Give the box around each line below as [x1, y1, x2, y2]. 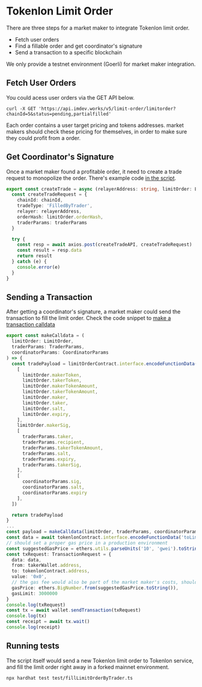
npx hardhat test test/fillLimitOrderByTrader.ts [6, 675, 133, 681]
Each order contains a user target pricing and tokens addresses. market [6, 121, 185, 129]
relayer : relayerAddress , [17, 208, 82, 215]
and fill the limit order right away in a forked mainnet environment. [6, 663, 170, 671]
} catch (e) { [11, 258, 47, 265]
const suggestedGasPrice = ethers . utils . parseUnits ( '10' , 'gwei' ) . [6, 545, 179, 552]
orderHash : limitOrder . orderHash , [17, 214, 103, 220]
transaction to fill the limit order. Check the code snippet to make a [6, 315, 171, 322]
